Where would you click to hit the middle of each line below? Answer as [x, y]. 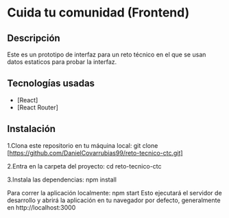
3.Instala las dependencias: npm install [62, 179]
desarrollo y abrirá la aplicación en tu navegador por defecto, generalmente [114, 200]
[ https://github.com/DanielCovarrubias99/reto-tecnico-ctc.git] [95, 153]
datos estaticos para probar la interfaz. [62, 62]
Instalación [32, 129]
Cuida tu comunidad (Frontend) [98, 13]
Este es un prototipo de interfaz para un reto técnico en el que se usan [107, 54]
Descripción [34, 38]
